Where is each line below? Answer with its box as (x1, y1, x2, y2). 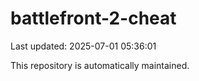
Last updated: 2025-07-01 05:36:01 (10, 40, 157, 52)
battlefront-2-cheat (10, 7, 177, 30)
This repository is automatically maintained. (10, 59, 190, 71)
